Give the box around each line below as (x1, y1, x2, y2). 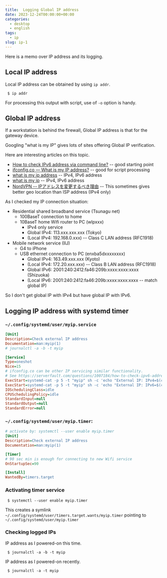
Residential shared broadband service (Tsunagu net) (12, 208, 120, 215)
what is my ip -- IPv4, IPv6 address (12, 178, 84, 184)
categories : (5, 16, 30, 21)
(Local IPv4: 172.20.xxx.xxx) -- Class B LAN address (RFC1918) (27, 262, 157, 268)
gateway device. (5, 133, 39, 139)
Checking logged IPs (5, 529, 56, 536)
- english (9, 26, 30, 31)
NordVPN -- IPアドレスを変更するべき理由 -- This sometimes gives (12, 183, 150, 190)
